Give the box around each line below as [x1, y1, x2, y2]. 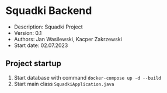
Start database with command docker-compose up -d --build [13, 74, 161, 81]
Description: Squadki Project [13, 23, 83, 30]
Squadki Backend [5, 4, 92, 17]
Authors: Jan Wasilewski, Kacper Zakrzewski [13, 35, 122, 42]
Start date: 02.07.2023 [13, 42, 68, 49]
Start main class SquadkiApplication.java [13, 80, 114, 87]
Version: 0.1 [13, 29, 42, 36]
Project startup [5, 59, 62, 69]
